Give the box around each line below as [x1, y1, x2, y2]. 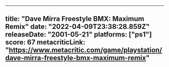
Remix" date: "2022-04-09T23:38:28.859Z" [5, 22, 150, 31]
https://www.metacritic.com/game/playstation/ [9, 46, 162, 54]
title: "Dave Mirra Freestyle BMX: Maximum [5, 14, 144, 23]
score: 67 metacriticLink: [5, 38, 86, 46]
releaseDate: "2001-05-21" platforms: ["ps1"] [5, 30, 152, 39]
